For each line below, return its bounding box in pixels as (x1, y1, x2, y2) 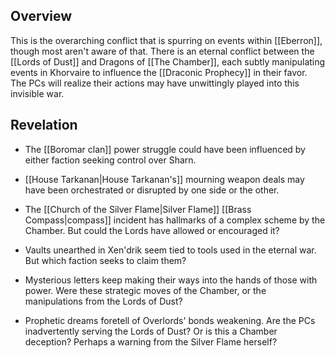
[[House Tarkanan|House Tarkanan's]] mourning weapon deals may (24, 173, 305, 185)
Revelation (10, 117, 78, 134)
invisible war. (10, 87, 65, 99)
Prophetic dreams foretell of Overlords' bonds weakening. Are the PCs (24, 314, 316, 326)
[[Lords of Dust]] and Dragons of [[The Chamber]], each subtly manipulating (10, 55, 326, 68)
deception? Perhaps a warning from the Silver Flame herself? (24, 335, 278, 348)
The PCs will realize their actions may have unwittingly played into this (10, 77, 300, 89)
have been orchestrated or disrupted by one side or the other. (24, 184, 280, 196)
